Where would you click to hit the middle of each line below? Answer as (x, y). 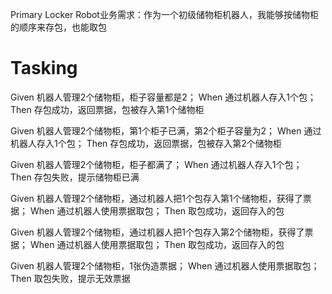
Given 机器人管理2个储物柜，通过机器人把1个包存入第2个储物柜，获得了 (157, 232)
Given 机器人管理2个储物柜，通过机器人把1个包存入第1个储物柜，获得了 (156, 198)
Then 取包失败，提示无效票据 (70, 278)
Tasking (44, 68)
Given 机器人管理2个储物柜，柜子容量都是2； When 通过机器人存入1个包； (163, 97)
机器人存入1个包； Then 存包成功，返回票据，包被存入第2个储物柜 (146, 143)
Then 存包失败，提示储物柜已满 (75, 177)
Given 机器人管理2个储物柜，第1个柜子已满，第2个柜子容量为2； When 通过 (166, 130)
